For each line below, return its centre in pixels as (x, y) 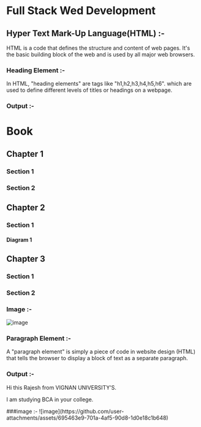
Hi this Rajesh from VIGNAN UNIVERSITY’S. (61, 387)
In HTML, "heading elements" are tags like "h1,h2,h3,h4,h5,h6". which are (99, 84)
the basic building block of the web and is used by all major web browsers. (100, 55)
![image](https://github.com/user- (82, 411)
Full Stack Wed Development (81, 11)
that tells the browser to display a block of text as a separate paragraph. (97, 358)
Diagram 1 (19, 240)
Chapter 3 (26, 259)
